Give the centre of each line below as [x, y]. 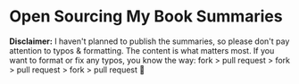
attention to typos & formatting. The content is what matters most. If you [142, 50]
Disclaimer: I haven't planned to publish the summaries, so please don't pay [149, 41]
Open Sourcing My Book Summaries [146, 17]
